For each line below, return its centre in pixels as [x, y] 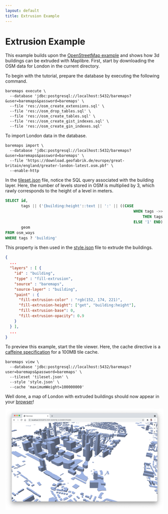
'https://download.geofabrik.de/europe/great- [75, 161]
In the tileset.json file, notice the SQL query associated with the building [80, 180]
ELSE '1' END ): [149, 222]
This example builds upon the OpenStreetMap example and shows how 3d [82, 55]
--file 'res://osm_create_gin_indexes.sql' [56, 126]
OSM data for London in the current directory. [53, 66]
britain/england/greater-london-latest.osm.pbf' [57, 166]
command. [16, 81]
